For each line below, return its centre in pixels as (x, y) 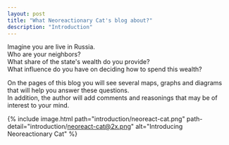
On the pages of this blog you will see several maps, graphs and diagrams (115, 83)
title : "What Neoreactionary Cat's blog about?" (80, 20)
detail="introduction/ (38, 127)
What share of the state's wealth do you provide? (79, 62)
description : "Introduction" (50, 27)
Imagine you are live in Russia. (51, 47)
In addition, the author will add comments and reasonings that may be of (112, 98)
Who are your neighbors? (44, 54)
